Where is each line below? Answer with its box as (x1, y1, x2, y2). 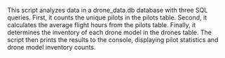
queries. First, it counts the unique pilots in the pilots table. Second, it (7, 13, 207, 22)
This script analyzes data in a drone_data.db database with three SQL (7, 6, 208, 14)
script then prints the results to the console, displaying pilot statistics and (7, 36, 219, 44)
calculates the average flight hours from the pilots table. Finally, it (7, 21, 196, 29)
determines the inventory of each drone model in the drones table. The (7, 28, 212, 36)
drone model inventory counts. (7, 43, 96, 51)
